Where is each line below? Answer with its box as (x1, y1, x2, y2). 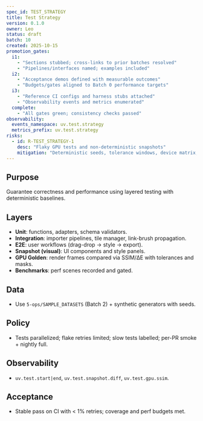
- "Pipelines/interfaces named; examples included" (17, 65, 150, 71)
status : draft (6, 31, 42, 38)
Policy (6, 318, 30, 328)
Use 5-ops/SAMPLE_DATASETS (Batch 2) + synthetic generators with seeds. (14, 300, 196, 308)
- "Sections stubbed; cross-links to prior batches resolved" (17, 59, 177, 65)
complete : (11, 104, 36, 111)
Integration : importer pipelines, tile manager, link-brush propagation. (14, 234, 187, 242)
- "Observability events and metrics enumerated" (17, 99, 145, 105)
